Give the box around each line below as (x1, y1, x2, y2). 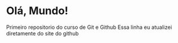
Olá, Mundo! (6, 4, 69, 18)
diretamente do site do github (6, 29, 79, 37)
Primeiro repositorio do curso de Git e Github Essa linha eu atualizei (6, 24, 172, 31)
